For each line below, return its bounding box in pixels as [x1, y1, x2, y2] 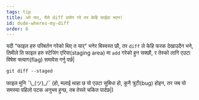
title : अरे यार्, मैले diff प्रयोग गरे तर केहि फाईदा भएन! [6, 15, 123, 21]
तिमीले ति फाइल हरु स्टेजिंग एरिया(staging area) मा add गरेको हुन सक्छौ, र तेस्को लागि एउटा [6, 49, 190, 56]
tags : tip [6, 8, 32, 15]
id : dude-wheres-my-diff [6, 20, 69, 26]
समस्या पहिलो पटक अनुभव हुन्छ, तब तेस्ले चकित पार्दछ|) [6, 86, 114, 94]
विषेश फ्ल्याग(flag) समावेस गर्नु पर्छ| [6, 56, 75, 64]
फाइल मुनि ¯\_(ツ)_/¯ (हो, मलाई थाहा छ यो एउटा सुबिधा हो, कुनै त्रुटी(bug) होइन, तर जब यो [6, 79, 186, 87]
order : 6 [6, 25, 29, 32]
